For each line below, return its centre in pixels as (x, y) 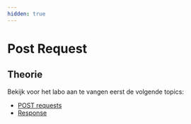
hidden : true (27, 14)
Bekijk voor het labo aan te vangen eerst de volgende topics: (95, 92)
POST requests (40, 105)
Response (32, 113)
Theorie (25, 75)
